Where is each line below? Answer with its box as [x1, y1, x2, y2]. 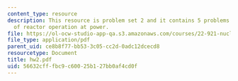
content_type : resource [7, 10, 78, 18]
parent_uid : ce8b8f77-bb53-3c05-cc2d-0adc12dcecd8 [7, 43, 160, 50]
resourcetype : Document [7, 50, 78, 57]
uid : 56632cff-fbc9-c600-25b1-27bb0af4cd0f [7, 63, 138, 70]
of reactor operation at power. [13, 23, 110, 30]
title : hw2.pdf [7, 56, 52, 63]
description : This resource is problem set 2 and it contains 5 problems [7, 17, 230, 24]
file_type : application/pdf [7, 37, 91, 44]
